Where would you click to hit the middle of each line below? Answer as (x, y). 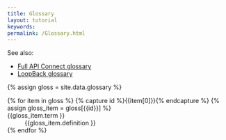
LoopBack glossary (45, 74)
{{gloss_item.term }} (36, 116)
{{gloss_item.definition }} (60, 123)
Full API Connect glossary (54, 66)
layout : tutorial (32, 20)
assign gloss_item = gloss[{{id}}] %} (59, 108)
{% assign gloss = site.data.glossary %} (65, 87)
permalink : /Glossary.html (46, 33)
